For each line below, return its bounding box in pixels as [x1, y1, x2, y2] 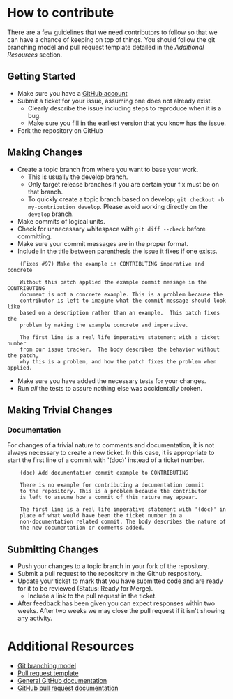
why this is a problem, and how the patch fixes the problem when [20, 358, 217, 365]
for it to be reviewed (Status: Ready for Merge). [17, 584, 153, 593]
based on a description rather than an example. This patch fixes [20, 309, 220, 316]
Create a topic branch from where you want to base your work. [17, 165, 199, 173]
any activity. [17, 614, 52, 623]
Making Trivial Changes [7, 404, 113, 416]
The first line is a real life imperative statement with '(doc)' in [20, 506, 227, 513]
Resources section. [7, 50, 63, 59]
